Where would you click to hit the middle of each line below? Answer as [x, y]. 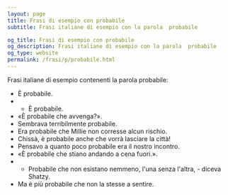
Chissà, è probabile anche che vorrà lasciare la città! [94, 138]
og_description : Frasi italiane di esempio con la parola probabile [112, 47]
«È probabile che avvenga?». [60, 116]
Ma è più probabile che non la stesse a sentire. [86, 184]
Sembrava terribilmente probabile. [67, 123]
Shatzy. [39, 176]
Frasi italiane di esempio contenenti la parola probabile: [88, 79]
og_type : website [33, 53]
